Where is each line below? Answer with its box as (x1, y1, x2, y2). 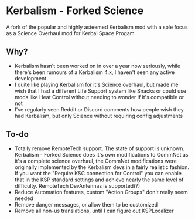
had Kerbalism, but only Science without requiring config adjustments (14, 112, 183, 119)
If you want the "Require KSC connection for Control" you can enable (14, 170, 182, 177)
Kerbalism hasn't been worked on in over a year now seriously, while (14, 62, 180, 69)
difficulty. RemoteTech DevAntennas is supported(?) (14, 182, 141, 189)
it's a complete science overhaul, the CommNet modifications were (14, 157, 177, 164)
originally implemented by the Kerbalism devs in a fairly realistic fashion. (14, 163, 189, 171)
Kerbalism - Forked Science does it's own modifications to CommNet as (14, 151, 189, 158)
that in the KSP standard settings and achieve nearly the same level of (14, 176, 184, 183)
